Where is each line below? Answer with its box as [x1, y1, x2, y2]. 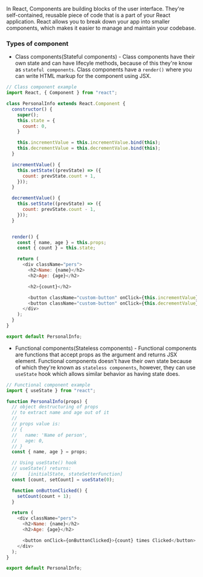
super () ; [17, 112, 39, 118]
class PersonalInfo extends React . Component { [6, 101, 126, 107]
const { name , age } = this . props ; [17, 239, 107, 245]
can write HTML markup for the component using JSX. [14, 73, 152, 80]
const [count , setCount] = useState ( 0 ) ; [11, 477, 115, 483]
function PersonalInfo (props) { [6, 398, 88, 404]
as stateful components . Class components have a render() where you [14, 66, 192, 73]
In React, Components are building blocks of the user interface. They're [6, 5, 185, 12]
